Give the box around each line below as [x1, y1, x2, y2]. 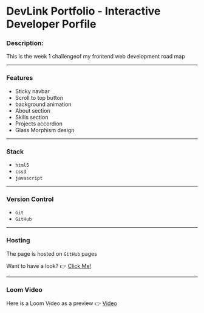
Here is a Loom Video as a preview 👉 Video [6, 300, 117, 307]
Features [6, 74, 33, 82]
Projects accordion [15, 120, 63, 127]
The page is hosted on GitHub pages [6, 250, 97, 257]
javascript [15, 175, 43, 181]
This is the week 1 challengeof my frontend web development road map [6, 53, 185, 60]
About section [15, 107, 50, 114]
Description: [6, 39, 44, 47]
